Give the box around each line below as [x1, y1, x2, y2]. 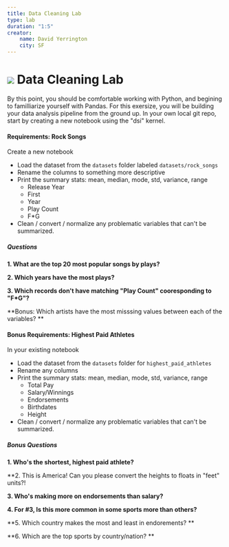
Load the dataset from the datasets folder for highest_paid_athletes [17, 359, 212, 367]
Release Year [27, 183, 65, 192]
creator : [7, 29, 32, 37]
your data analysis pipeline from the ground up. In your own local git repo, [7, 109, 217, 117]
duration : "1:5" [7, 23, 54, 30]
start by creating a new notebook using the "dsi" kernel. [7, 116, 166, 125]
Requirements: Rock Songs [7, 132, 87, 141]
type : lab [7, 17, 36, 23]
